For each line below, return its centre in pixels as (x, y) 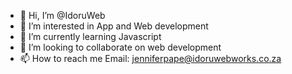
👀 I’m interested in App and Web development (114, 26)
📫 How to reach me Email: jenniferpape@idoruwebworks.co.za (150, 58)
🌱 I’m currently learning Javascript (90, 36)
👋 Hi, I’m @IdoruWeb (62, 15)
